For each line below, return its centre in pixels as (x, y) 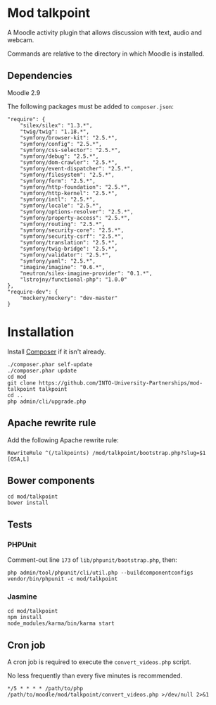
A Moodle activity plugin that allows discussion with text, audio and (105, 32)
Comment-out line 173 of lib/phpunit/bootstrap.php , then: (92, 560)
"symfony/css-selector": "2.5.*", (70, 150)
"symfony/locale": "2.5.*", (61, 206)
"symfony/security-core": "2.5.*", (72, 230)
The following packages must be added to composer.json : (91, 106)
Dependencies (40, 76)
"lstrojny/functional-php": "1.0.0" (74, 280)
